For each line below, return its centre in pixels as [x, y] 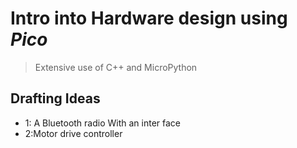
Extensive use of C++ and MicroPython [116, 67]
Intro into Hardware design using [149, 18]
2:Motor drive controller [73, 133]
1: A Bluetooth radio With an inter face [103, 123]
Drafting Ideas [55, 98]
